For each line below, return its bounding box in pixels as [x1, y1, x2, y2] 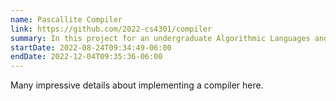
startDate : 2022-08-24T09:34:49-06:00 [10, 42, 172, 53]
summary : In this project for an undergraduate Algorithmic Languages [10, 33, 311, 43]
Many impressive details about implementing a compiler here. [10, 79, 264, 91]
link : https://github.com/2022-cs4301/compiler [10, 24, 213, 34]
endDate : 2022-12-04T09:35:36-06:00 [10, 52, 163, 62]
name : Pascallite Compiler [10, 14, 123, 25]
